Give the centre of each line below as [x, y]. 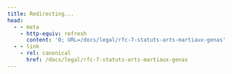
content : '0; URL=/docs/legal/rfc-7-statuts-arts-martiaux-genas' [126, 40]
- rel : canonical [46, 54]
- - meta [27, 27]
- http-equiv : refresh [53, 33]
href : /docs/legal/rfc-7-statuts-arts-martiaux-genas [107, 60]
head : [15, 20]
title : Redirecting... [41, 14]
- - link [27, 47]
